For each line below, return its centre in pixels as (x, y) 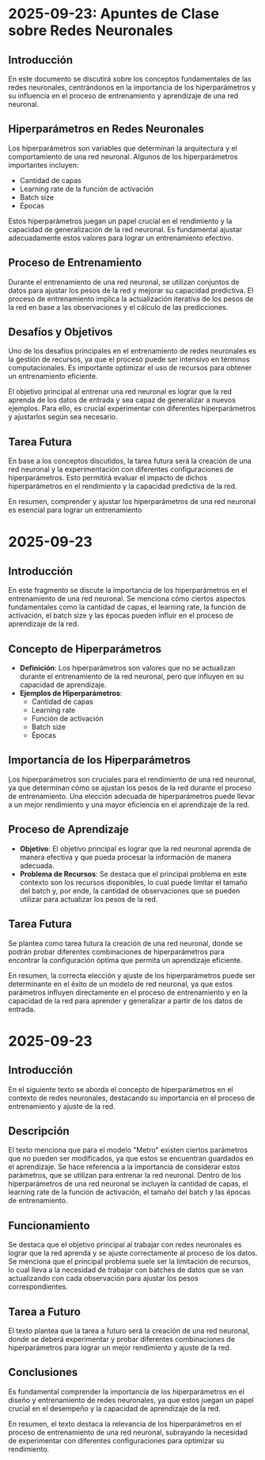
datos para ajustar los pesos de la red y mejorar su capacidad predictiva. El (131, 290)
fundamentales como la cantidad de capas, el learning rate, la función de (127, 607)
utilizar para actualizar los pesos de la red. (89, 899)
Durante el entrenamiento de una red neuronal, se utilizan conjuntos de (124, 281)
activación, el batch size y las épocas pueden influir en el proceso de (121, 616)
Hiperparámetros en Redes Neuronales (106, 129)
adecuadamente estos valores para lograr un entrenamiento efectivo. (121, 238)
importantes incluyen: (44, 165)
